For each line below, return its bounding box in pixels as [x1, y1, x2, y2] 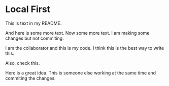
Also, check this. [5, 60, 40, 66]
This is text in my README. [5, 20, 62, 26]
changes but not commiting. [5, 35, 64, 41]
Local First [5, 4, 51, 15]
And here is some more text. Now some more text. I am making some [5, 30, 150, 36]
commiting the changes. [5, 75, 56, 81]
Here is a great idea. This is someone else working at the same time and [5, 69, 156, 76]
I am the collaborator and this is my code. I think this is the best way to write [5, 45, 164, 51]
